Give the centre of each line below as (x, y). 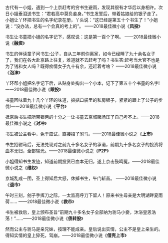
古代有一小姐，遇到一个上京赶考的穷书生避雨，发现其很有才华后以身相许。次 (84, 7)
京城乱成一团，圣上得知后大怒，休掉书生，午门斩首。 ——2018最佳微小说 (81, 178)
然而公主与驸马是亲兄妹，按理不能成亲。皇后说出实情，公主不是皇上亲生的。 (84, 229)
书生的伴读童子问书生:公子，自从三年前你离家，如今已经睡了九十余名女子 (80, 54)
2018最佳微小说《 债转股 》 (57, 218)
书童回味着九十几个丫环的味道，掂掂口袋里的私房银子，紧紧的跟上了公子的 (82, 100)
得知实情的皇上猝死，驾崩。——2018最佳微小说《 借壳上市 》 (66, 235)
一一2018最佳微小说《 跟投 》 (33, 89)
